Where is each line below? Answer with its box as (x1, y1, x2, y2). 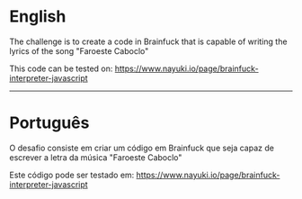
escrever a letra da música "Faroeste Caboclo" (9, 151, 182, 163)
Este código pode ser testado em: (9, 169, 135, 180)
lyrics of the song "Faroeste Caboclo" (9, 45, 149, 56)
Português (9, 113, 90, 133)
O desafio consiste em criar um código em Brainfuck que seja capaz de (9, 142, 274, 153)
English (9, 6, 67, 27)
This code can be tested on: (9, 63, 113, 74)
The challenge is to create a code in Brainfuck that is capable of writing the (9, 36, 288, 47)
